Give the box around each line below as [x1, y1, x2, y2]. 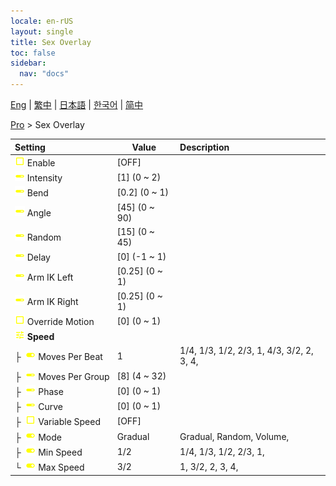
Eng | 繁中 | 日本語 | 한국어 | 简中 [10, 99, 144, 110]
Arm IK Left [26, 271, 74, 283]
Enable [26, 156, 56, 169]
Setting [14, 141, 46, 153]
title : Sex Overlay [10, 37, 92, 47]
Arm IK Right [26, 296, 79, 307]
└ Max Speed [14, 461, 85, 473]
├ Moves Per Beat [14, 350, 103, 362]
